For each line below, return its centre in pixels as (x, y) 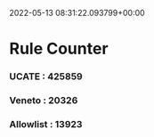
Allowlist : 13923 (46, 124)
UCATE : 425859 (46, 77)
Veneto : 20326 (44, 101)
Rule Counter (59, 49)
